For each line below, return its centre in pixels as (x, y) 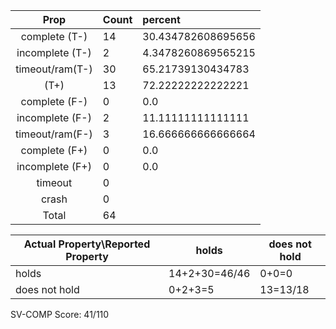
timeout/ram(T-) (54, 69)
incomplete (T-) (54, 52)
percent (161, 19)
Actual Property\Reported (87, 244)
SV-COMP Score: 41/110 (60, 314)
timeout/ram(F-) (54, 134)
